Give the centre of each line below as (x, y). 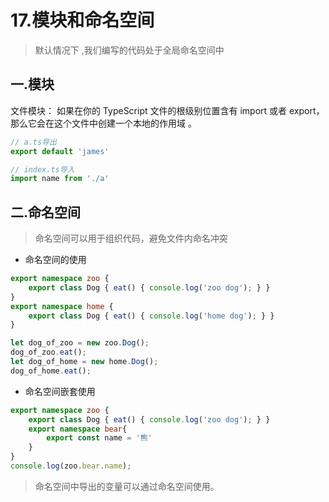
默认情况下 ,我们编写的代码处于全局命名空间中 (129, 50)
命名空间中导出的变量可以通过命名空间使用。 (127, 486)
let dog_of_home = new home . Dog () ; (84, 362)
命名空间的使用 (55, 260)
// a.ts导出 (33, 142)
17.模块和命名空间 (82, 20)
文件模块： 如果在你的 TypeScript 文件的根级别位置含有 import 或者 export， (167, 110)
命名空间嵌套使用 (60, 391)
